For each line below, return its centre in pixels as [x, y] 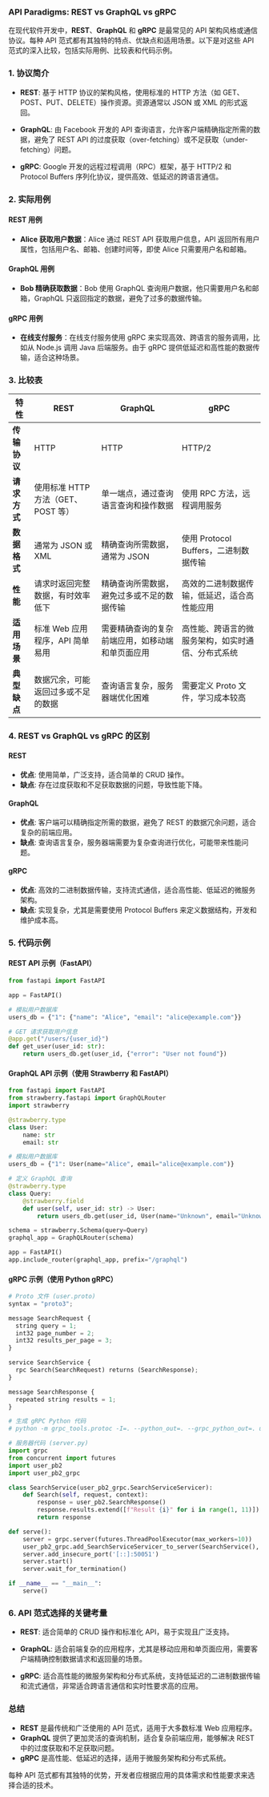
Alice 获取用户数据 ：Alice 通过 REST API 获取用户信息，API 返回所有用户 [140, 239]
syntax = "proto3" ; [41, 1304]
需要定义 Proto [209, 686]
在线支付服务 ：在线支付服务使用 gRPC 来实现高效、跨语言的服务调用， [137, 337]
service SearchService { [50, 1363]
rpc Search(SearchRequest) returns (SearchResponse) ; [107, 1370]
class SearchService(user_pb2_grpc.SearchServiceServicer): [111, 1488]
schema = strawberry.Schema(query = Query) [78, 1230]
